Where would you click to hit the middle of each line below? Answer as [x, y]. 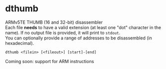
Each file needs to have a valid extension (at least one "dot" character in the [83, 27]
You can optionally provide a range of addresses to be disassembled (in [79, 38]
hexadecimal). [20, 43]
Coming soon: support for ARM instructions [50, 61]
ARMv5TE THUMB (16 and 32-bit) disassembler [54, 22]
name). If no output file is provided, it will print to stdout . [63, 33]
